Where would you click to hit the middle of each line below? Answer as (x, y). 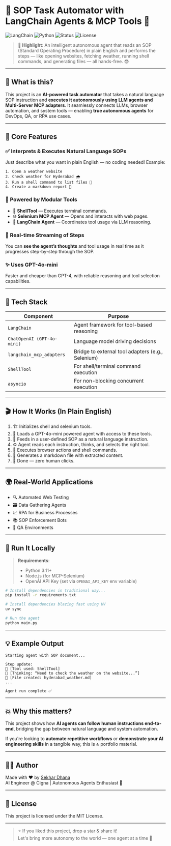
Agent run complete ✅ (29, 691)
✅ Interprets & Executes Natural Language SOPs (66, 151)
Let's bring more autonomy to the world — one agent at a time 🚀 (85, 838)
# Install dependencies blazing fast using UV (55, 604)
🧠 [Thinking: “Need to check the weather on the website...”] (73, 673)
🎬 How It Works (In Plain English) (59, 411)
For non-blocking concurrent (109, 381)
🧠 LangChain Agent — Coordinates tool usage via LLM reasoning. (82, 222)
